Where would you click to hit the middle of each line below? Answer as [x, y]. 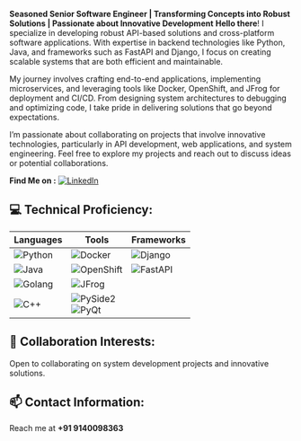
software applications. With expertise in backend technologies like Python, [147, 42]
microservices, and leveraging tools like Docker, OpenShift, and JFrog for [145, 88]
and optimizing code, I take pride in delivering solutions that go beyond [141, 107]
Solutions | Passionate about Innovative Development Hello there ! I [137, 23]
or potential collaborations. [59, 163]
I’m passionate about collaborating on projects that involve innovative [137, 134]
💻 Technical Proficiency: [81, 210]
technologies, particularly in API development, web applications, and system [150, 144]
